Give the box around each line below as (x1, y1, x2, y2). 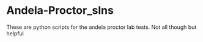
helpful (6, 29, 24, 37)
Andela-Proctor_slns (6, 4, 114, 17)
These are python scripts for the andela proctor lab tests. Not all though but (6, 23, 197, 31)
